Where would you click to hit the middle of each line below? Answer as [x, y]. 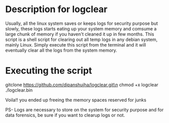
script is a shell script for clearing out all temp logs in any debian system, [81, 39]
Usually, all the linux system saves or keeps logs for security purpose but [82, 23]
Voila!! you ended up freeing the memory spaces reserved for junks [76, 100]
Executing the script [49, 71]
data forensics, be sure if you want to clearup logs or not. [65, 115]
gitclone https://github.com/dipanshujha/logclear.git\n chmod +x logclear [82, 85]
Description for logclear [56, 9]
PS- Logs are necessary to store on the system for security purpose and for [84, 109]
